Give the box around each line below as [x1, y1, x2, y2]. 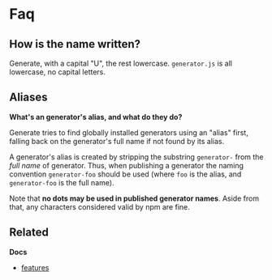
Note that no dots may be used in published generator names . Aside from [9, 193, 259, 203]
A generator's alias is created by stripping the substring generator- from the [9, 151, 264, 162]
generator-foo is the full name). [9, 177, 114, 187]
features [20, 262, 50, 272]
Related [9, 226, 50, 240]
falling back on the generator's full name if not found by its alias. [9, 136, 225, 146]
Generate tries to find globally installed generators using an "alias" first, [9, 127, 248, 138]
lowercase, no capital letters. [9, 67, 106, 77]
